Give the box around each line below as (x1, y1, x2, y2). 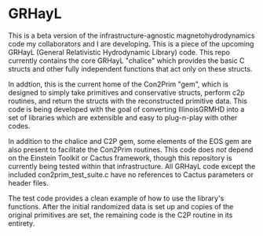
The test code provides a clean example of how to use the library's (8, 194, 225, 203)
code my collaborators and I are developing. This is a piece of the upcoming (8, 39, 254, 48)
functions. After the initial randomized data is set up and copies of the (8, 201, 234, 211)
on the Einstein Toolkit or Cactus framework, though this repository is (8, 153, 232, 162)
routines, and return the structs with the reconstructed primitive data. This (8, 96, 247, 105)
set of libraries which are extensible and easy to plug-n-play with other (8, 112, 238, 122)
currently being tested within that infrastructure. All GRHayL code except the (8, 161, 256, 171)
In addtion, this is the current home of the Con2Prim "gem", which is (8, 79, 229, 89)
